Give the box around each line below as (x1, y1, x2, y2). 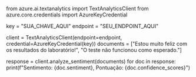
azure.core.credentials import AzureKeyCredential (6, 11, 128, 18)
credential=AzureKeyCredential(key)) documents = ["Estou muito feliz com (6, 41, 187, 47)
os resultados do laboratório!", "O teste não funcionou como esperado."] (6, 46, 182, 53)
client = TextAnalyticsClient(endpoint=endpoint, (6, 34, 122, 41)
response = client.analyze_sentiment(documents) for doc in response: (6, 58, 176, 65)
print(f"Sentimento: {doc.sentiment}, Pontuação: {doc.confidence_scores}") (6, 64, 190, 71)
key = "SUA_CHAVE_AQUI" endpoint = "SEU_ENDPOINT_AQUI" (6, 23, 159, 29)
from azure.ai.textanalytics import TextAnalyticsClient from (6, 5, 149, 12)
